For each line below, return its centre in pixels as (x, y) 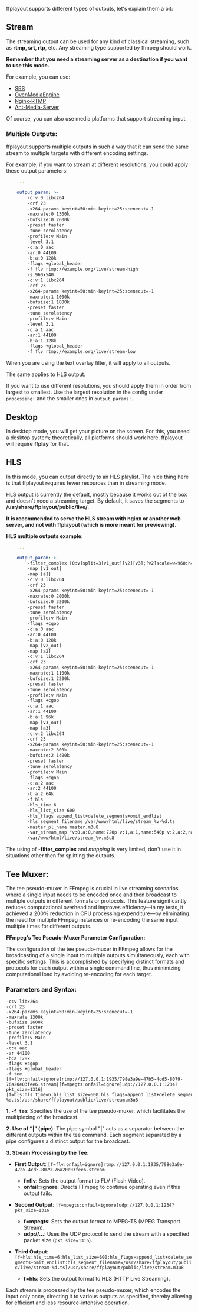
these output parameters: (37, 171)
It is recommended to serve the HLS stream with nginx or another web (93, 518)
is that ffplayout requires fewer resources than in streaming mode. (86, 483)
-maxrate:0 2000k (48, 596)
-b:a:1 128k (42, 341)
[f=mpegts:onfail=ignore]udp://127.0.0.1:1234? (115, 1206)
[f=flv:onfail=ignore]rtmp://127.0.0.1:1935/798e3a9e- (117, 1165)
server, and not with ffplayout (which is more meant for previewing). (91, 524)
